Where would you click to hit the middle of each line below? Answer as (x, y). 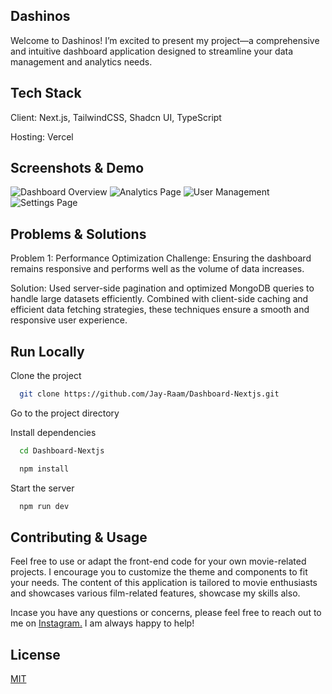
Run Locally (47, 351)
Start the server (42, 488)
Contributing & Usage (79, 537)
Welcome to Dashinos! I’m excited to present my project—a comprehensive (165, 40)
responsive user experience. (69, 320)
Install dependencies (53, 432)
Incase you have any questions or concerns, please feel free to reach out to (166, 613)
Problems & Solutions (78, 234)
